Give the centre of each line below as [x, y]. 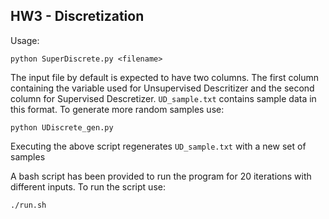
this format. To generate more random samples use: [117, 109]
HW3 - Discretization [77, 16]
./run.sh [28, 205]
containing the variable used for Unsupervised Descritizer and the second [162, 88]
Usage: [25, 40]
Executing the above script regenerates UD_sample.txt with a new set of [158, 146]
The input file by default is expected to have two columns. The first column [165, 77]
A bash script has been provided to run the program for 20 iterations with [161, 176]
